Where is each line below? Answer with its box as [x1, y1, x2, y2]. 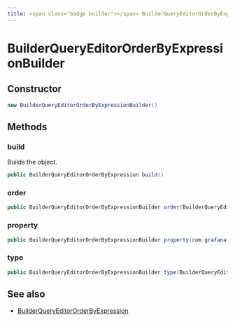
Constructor [7, 83, 62, 95]
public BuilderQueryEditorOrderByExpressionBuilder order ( [7, 204, 183, 211]
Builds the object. [7, 158, 58, 167]
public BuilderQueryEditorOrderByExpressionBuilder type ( [7, 269, 180, 276]
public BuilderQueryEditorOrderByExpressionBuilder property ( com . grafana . [7, 236, 230, 244]
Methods [7, 120, 48, 133]
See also [7, 288, 45, 300]
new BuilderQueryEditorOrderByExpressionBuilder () [7, 101, 158, 108]
